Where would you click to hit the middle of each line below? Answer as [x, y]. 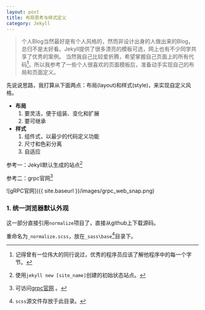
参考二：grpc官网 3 [30, 178]
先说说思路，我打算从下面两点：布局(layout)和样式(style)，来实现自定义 [96, 85]
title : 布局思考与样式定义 [37, 18]
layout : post [23, 12]
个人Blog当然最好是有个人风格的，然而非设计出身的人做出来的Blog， [107, 41]
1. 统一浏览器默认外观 [38, 208]
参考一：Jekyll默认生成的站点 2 [45, 164]
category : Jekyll [28, 23]
